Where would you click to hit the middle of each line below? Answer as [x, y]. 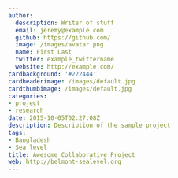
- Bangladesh [30, 140]
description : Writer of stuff [65, 23]
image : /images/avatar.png [59, 45]
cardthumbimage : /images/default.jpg [70, 89]
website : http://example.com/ [65, 67]
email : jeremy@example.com [59, 30]
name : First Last [44, 52]
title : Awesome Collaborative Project [72, 154]
